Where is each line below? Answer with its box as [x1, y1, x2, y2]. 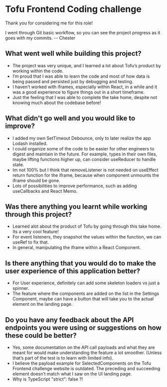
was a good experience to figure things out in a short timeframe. [12, 89, 145, 95]
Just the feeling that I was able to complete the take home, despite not [12, 94, 158, 100]
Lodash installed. [12, 140, 48, 146]
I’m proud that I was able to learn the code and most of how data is [12, 73, 150, 79]
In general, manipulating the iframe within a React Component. [12, 245, 141, 251]
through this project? [5, 210, 72, 219]
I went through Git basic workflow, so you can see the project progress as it [5, 29, 161, 35]
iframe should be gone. [12, 177, 61, 183]
